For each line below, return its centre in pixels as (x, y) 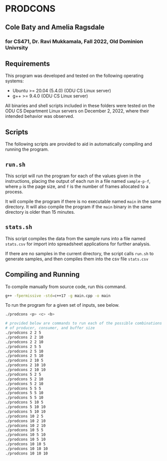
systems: (14, 81)
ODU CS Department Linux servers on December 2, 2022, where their (77, 111)
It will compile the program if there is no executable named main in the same (83, 201)
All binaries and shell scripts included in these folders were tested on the (80, 106)
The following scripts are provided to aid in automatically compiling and (79, 144)
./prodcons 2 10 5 (24, 361)
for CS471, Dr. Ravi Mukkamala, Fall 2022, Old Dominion (74, 41)
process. (14, 192)
